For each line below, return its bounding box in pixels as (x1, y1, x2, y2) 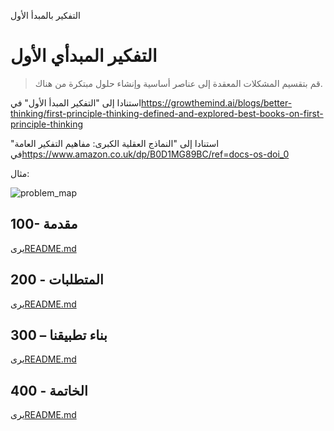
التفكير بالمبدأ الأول (10, 10, 81, 21)
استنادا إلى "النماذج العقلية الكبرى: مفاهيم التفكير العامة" (10, 137, 220, 149)
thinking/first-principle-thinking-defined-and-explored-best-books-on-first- (10, 107, 324, 119)
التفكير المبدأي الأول (10, 45, 158, 67)
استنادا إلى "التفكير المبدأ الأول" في (10, 96, 142, 109)
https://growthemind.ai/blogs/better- (141, 96, 293, 109)
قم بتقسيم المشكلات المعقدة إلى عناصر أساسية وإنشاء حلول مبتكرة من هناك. (34, 77, 323, 89)
